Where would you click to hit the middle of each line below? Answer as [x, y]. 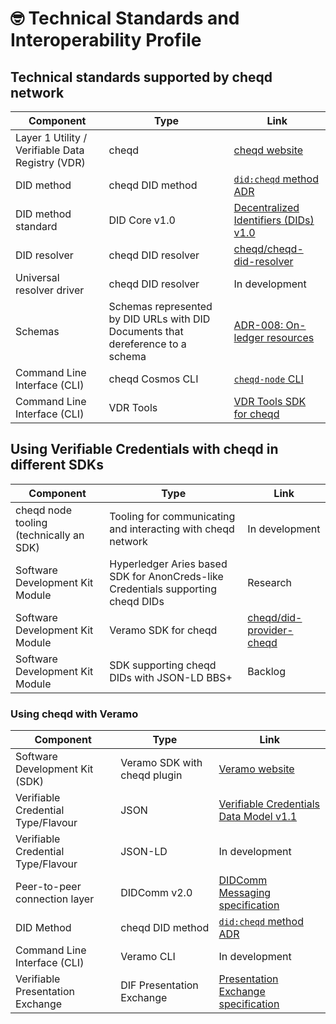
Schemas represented [160, 306]
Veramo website [256, 769]
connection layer [55, 899]
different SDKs [57, 465]
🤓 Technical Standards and [125, 18]
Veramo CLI [148, 957]
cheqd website [268, 150]
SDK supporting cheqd [163, 665]
